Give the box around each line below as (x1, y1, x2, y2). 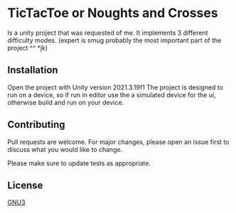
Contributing (7, 119, 65, 131)
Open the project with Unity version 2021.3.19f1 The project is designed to (7, 83, 224, 92)
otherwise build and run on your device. (7, 98, 124, 106)
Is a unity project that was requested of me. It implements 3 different (7, 28, 208, 37)
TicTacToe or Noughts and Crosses (7, 5, 218, 21)
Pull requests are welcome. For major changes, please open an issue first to (7, 137, 230, 146)
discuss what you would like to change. (7, 145, 123, 153)
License (7, 179, 43, 191)
